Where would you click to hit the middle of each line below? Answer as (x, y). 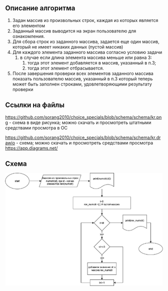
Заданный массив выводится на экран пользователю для (74, 31)
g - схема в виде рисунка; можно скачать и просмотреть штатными (78, 122)
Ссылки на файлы (35, 105)
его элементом (29, 25)
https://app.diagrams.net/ (31, 148)
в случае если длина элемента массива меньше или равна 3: (86, 57)
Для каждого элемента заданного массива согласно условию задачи (87, 52)
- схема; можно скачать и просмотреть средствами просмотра (85, 142)
